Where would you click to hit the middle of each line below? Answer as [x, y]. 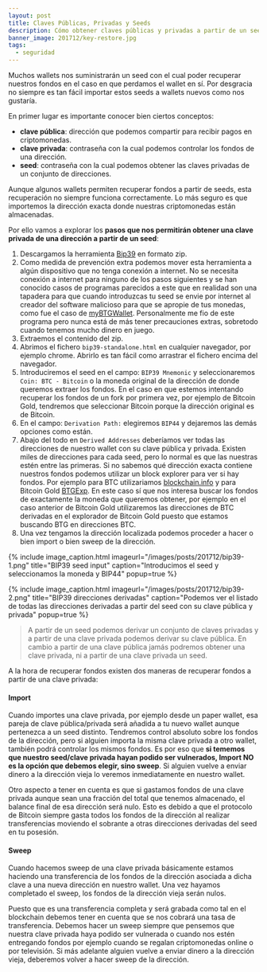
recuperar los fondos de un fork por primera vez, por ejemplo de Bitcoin [137, 398]
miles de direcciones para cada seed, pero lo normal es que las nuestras [139, 457]
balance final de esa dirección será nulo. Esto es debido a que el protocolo [130, 807]
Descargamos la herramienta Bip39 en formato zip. [103, 254]
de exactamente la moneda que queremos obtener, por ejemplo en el [133, 499]
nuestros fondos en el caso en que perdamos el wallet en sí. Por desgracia [130, 84]
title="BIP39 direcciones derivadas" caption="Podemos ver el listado [145, 597]
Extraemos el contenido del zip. [72, 338]
